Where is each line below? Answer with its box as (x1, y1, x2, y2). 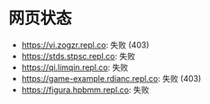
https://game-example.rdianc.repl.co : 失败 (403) (21, 73, 202, 83)
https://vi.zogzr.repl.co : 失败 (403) (21, 39, 150, 50)
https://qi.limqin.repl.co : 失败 (21, 62, 129, 73)
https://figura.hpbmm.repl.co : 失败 (21, 84, 150, 95)
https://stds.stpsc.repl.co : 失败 (21, 50, 136, 61)
